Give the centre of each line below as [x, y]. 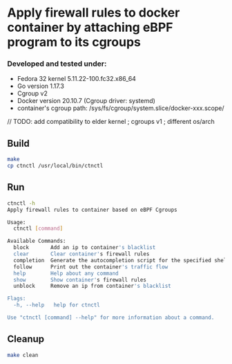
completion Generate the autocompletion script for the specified [113, 260]
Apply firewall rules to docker [94, 13]
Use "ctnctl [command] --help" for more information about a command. [111, 318]
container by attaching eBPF [90, 27]
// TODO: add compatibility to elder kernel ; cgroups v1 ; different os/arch [111, 122]
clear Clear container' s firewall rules [81, 254]
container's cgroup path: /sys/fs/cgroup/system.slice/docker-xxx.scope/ [120, 108]
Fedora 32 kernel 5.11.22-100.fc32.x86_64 [77, 79]
